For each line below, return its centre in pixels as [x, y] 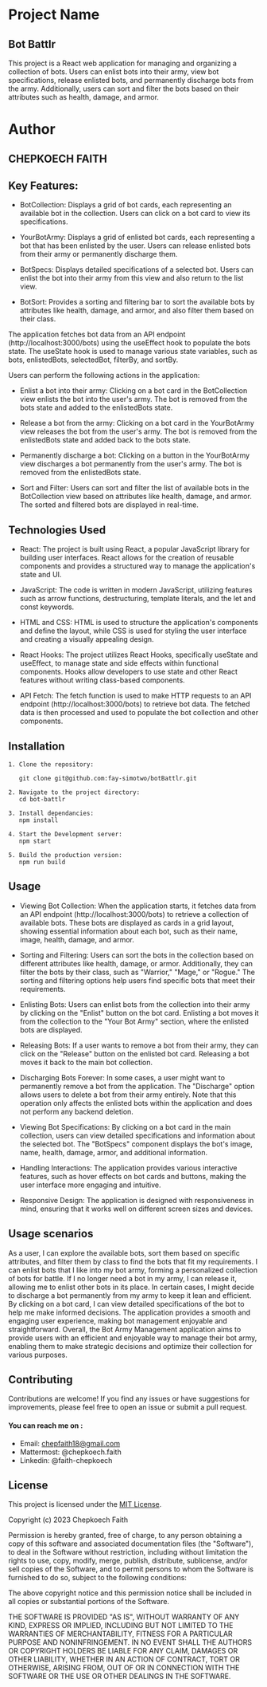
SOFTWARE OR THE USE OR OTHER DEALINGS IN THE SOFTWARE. [120, 1677]
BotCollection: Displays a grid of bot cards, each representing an [126, 205]
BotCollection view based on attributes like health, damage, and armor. [135, 497]
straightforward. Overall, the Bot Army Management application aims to [125, 1329]
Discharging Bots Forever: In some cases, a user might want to [122, 1077]
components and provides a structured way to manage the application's [137, 566]
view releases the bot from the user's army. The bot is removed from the [138, 431]
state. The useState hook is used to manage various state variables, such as [133, 352]
